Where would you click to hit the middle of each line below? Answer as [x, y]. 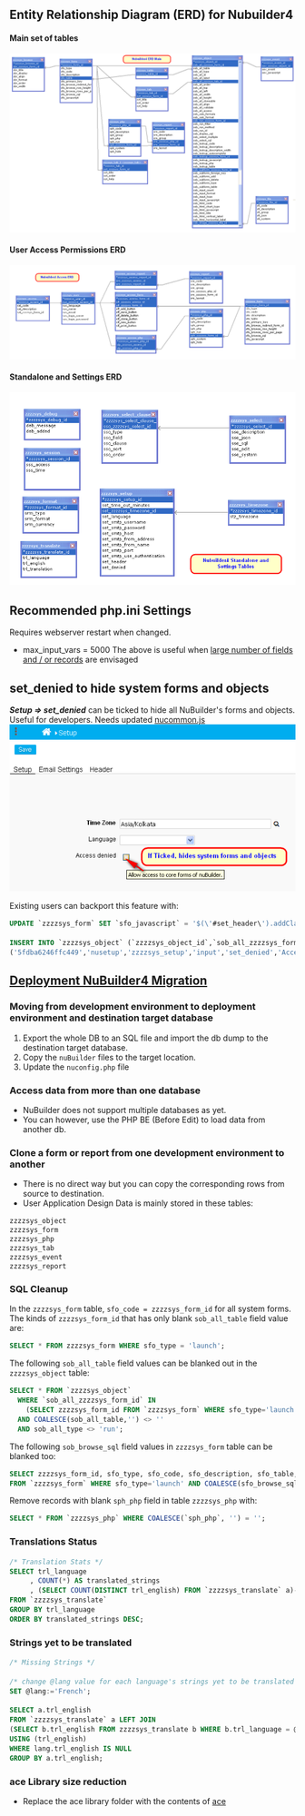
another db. [44, 1129]
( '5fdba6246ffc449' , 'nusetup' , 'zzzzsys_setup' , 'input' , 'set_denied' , [144, 952]
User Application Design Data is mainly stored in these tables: [138, 1203]
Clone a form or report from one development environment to [147, 1152]
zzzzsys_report [38, 1267]
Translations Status [54, 1542]
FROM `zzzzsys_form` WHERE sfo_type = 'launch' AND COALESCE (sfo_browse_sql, [156, 1484]
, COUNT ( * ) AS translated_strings [95, 1581]
